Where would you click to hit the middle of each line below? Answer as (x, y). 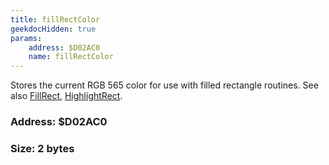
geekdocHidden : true (53, 29)
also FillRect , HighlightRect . (66, 96)
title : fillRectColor (55, 19)
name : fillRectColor (71, 57)
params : (26, 38)
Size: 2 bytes (42, 148)
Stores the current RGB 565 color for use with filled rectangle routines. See (164, 85)
